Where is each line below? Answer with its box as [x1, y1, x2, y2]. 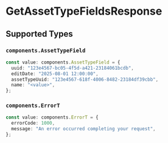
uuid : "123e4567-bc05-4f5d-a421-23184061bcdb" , [11, 65, 135, 71]
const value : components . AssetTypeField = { [5, 59, 121, 65]
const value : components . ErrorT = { [5, 114, 99, 120]
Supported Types [5, 29, 74, 39]
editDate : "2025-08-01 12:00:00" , [11, 70, 99, 77]
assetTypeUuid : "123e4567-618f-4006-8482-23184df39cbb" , [11, 76, 159, 82]
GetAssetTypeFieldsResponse [5, 4, 163, 18]
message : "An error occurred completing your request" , [11, 126, 156, 132]
